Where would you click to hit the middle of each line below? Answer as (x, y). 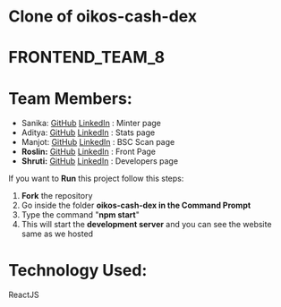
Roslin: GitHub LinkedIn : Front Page (89, 152)
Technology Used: (78, 270)
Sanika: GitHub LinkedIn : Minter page (91, 124)
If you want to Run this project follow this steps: (96, 179)
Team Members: (70, 98)
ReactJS (24, 295)
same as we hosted (57, 234)
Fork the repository (57, 196)
